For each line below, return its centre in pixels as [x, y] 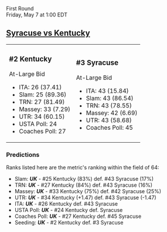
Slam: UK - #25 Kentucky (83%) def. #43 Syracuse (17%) [84, 179]
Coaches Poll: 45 [110, 127]
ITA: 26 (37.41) [40, 87]
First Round [20, 9]
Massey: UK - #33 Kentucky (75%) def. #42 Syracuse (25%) [88, 191]
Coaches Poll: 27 [42, 131]
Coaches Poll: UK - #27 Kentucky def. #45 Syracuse [78, 216]
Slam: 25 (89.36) [43, 95]
